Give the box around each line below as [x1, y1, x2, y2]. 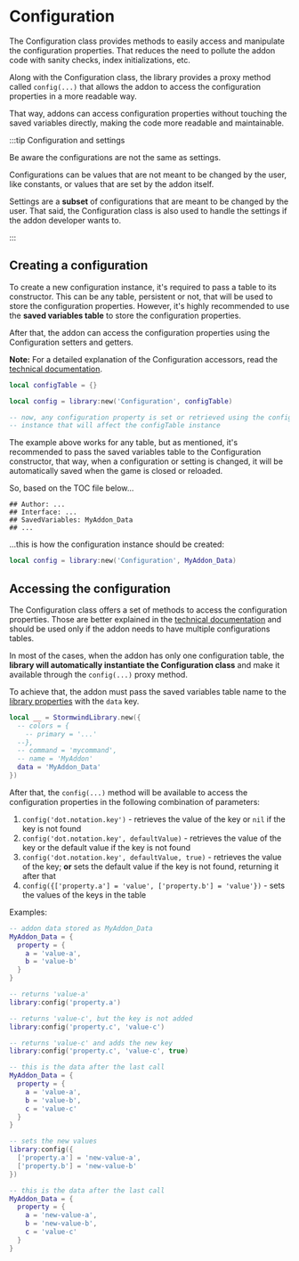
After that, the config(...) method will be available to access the [9, 786, 248, 798]
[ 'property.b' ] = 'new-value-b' [17, 1161, 138, 1170]
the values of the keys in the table [21, 889, 147, 900]
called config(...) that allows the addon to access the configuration [9, 81, 261, 92]
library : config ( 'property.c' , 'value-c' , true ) [9, 1046, 190, 1056]
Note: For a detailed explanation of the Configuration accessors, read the [9, 354, 279, 364]
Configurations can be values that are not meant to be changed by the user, [9, 169, 287, 180]
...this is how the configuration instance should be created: [9, 539, 225, 549]
